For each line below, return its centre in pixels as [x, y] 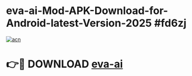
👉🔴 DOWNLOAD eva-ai [64, 64]
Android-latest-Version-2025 [79, 23]
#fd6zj [170, 23]
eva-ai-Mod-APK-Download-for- [87, 11]
